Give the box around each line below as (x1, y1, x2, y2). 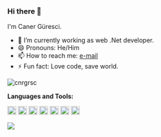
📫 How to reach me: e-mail (17, 52, 98, 60)
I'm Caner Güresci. (7, 23, 62, 31)
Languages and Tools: (7, 92, 74, 101)
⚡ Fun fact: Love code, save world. (17, 62, 119, 71)
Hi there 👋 (7, 6, 42, 16)
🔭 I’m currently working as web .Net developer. (17, 36, 154, 44)
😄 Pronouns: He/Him (17, 44, 80, 52)
